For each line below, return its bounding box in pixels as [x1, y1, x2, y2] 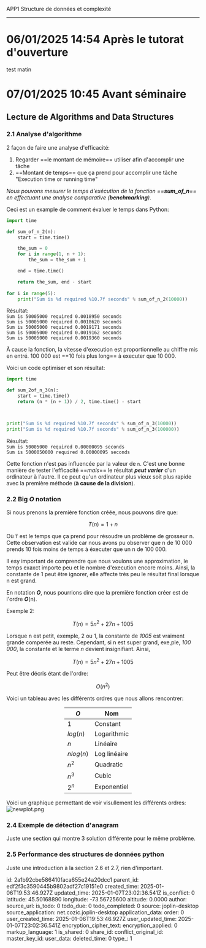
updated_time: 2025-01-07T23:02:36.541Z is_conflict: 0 [54, 889, 195, 896]
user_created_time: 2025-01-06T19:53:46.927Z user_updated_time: [6, 915, 177, 922]
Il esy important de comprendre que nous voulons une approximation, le [6, 557, 188, 565]
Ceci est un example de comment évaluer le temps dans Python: [6, 206, 169, 213]
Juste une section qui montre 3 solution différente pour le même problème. [6, 834, 196, 842]
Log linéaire [94, 749, 129, 758]
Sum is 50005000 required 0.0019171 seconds [6, 325, 122, 331]
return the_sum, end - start [17, 279, 92, 285]
